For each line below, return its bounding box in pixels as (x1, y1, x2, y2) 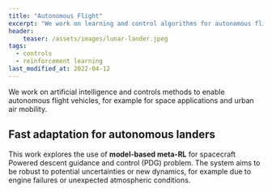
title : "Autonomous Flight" (8, 11, 104, 20)
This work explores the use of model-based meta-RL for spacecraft (8, 149, 236, 159)
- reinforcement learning (15, 58, 104, 66)
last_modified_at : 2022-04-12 (8, 65, 111, 73)
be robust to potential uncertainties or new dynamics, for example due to (8, 166, 252, 176)
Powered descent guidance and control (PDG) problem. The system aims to (8, 157, 261, 167)
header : (8, 27, 35, 35)
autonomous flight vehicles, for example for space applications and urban (8, 95, 255, 105)
